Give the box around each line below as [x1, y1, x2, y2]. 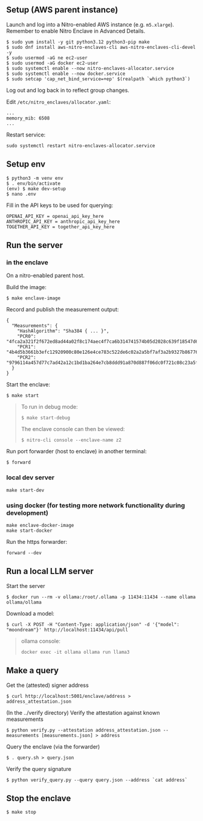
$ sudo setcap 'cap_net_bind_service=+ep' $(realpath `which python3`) [6, 75, 190, 82]
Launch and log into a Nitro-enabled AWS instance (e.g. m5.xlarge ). [6, 21, 174, 28]
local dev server [6, 473, 55, 482]
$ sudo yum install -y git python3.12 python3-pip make [6, 39, 150, 45]
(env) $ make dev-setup [6, 185, 66, 192]
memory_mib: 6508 [6, 115, 50, 121]
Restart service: [6, 131, 46, 138]
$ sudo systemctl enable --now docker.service [6, 71, 126, 77]
